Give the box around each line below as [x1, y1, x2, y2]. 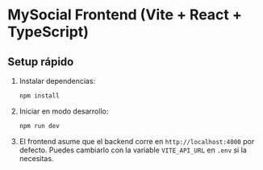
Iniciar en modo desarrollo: [19, 106, 109, 116]
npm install [19, 92, 60, 100]
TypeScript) [7, 23, 90, 41]
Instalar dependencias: [19, 77, 96, 85]
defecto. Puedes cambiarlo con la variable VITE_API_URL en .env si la [19, 145, 247, 155]
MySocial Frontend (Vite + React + [7, 6, 243, 24]
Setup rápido [7, 55, 74, 68]
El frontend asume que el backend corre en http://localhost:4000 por [19, 136, 255, 146]
